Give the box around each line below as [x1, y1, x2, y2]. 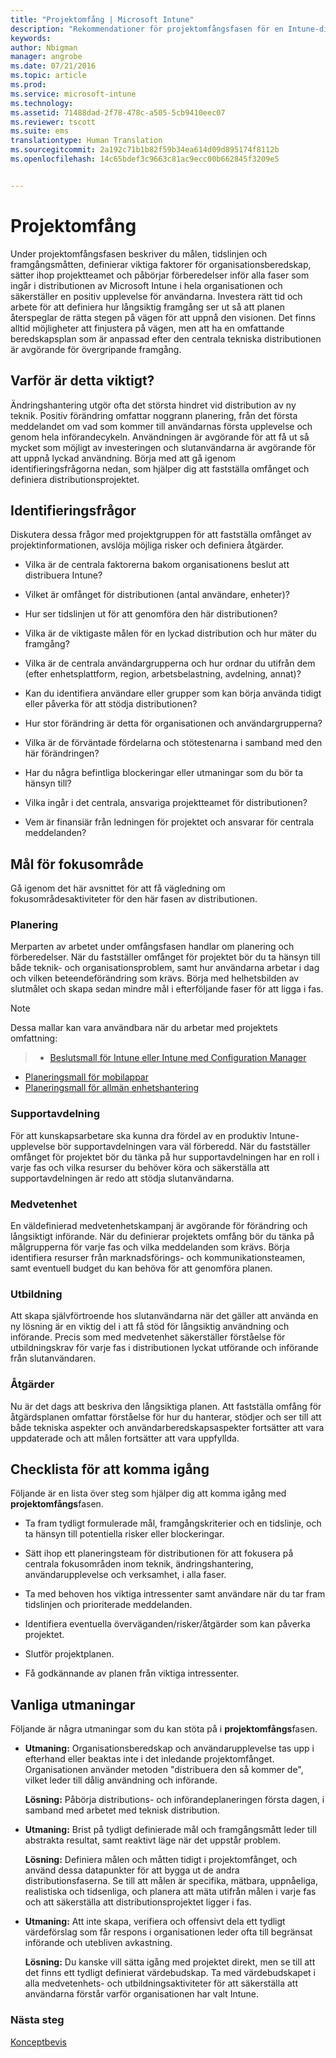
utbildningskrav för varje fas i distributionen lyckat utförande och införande [10, 1342, 319, 1354]
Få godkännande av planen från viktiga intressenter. [24, 1667, 240, 1680]
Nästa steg [10, 2013, 65, 2027]
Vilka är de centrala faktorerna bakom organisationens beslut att [24, 559, 290, 571]
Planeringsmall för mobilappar [24, 1071, 149, 1083]
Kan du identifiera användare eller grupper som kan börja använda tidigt [24, 687, 322, 700]
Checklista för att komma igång [10, 1461, 210, 1478]
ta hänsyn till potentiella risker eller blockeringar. [24, 1528, 225, 1540]
